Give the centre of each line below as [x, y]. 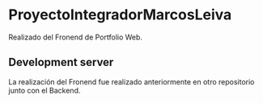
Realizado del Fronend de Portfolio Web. [76, 37]
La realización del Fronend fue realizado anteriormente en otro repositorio [131, 81]
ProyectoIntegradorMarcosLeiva [120, 15]
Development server [61, 62]
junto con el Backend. [45, 90]
